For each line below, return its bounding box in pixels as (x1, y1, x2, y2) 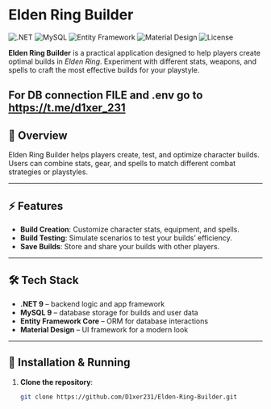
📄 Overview (8, 128, 68, 142)
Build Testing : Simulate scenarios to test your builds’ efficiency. (19, 232, 232, 243)
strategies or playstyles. (8, 167, 89, 177)
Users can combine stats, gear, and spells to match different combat (8, 159, 236, 169)
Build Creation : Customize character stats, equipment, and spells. (19, 224, 240, 234)
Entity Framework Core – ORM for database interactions (19, 316, 208, 326)
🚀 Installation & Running (8, 356, 131, 369)
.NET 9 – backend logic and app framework (19, 298, 165, 308)
